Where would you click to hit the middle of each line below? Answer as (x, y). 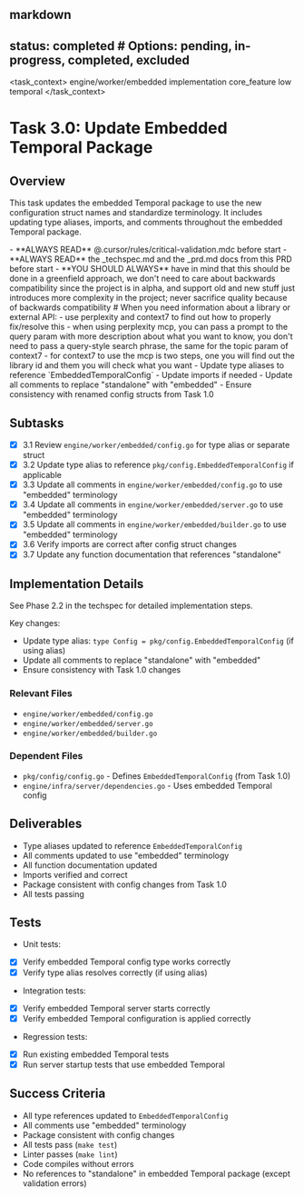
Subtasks (37, 423)
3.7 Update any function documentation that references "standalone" (152, 554)
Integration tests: (54, 991)
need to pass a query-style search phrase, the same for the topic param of (149, 346)
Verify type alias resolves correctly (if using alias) (115, 973)
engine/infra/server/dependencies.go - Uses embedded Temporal (147, 785)
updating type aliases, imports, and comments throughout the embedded (146, 223)
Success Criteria (58, 1094)
